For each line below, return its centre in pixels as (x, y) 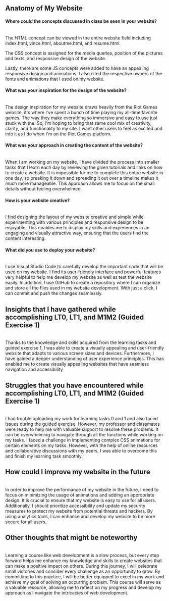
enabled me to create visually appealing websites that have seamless (77, 364)
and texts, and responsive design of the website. (56, 58)
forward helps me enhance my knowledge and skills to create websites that (84, 561)
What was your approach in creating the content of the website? (74, 145)
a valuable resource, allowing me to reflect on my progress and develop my (83, 587)
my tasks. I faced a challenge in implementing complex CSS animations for (83, 440)
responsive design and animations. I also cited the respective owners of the (84, 73)
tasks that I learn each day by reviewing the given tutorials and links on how (84, 167)
